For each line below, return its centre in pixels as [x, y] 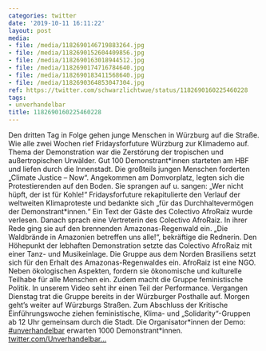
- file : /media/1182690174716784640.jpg [77, 68]
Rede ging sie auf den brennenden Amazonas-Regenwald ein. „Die [118, 228]
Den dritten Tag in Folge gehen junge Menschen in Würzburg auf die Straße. [134, 135]
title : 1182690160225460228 [55, 113]
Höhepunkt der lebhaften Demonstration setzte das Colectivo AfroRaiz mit [130, 245]
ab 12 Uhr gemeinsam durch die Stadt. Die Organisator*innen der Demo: [127, 322]
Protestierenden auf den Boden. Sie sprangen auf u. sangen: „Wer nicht [126, 186]
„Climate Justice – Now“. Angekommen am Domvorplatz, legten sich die [127, 177]
